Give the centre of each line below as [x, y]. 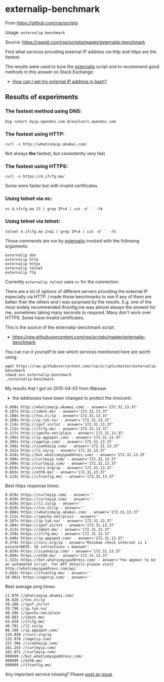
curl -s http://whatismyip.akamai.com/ [46, 144]
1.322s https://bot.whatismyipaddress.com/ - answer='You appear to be [80, 560]
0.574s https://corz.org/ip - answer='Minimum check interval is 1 [76, 542]
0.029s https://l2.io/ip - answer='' [44, 503]
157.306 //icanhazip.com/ [32, 643]
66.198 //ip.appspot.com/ [32, 630]
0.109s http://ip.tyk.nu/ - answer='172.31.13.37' [58, 420]
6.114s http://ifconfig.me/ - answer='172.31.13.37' [61, 476]
